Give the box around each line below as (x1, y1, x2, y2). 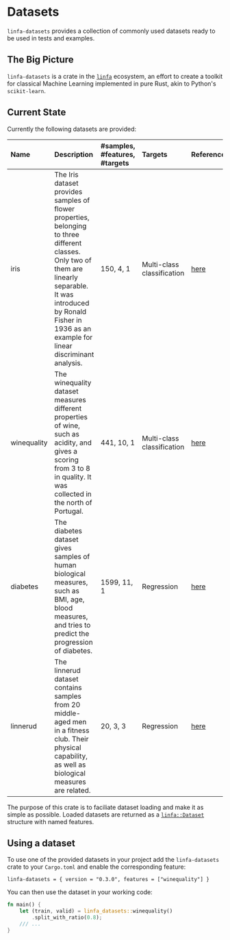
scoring (54, 455, 79, 465)
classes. (54, 247, 81, 256)
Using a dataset (7, 837, 75, 849)
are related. (54, 785, 91, 795)
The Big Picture (7, 54, 74, 66)
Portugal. (54, 506, 84, 516)
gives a (54, 446, 77, 456)
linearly (54, 272, 79, 282)
